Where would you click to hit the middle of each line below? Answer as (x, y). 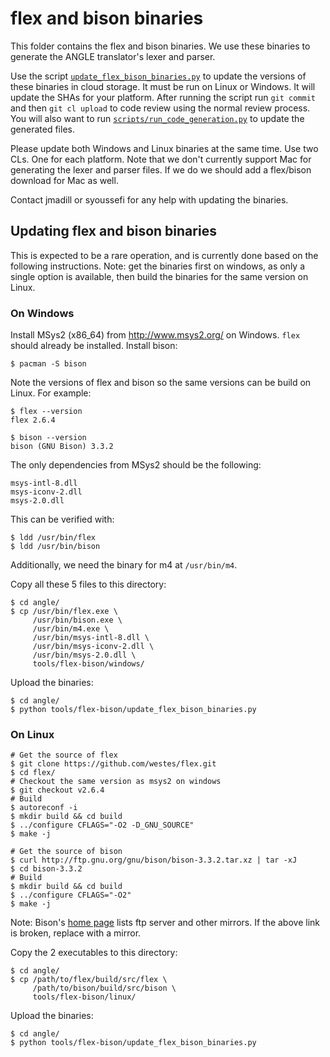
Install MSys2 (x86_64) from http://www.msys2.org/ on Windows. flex (155, 335)
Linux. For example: (51, 393)
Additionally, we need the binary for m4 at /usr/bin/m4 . (124, 565)
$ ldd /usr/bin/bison (55, 547)
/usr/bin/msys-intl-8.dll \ (91, 638)
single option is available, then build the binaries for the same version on (159, 276)
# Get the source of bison (66, 852)
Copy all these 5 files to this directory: (88, 584)
